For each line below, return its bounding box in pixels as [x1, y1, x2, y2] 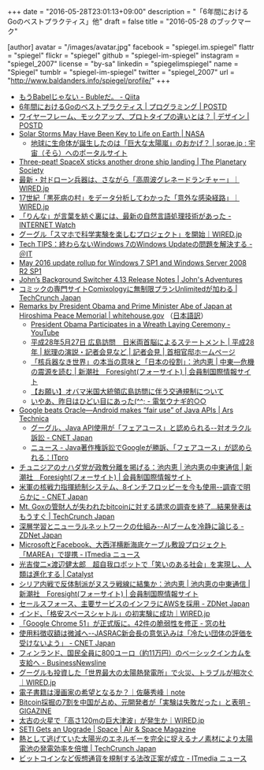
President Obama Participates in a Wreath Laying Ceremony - [30, 320, 231, 329]
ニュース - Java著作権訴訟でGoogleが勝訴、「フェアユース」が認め [30, 443, 246, 452]
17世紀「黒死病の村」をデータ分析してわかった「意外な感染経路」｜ [18, 193, 240, 203]
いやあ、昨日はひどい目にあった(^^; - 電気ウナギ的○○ [30, 396, 206, 406]
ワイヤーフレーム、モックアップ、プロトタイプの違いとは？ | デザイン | [18, 112, 250, 121]
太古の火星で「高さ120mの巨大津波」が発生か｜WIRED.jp [18, 716, 205, 725]
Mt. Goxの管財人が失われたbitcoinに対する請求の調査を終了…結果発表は [18, 502, 252, 511]
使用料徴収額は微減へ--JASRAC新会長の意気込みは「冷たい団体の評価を [18, 629, 253, 638]
